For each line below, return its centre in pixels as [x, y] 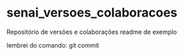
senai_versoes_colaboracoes [92, 13]
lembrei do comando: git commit [53, 45]
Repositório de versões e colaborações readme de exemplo [92, 32]
